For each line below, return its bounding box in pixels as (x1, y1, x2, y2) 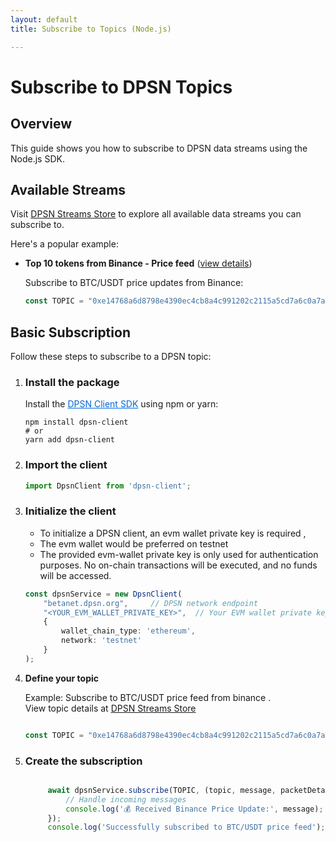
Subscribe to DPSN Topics (10, 76, 233, 98)
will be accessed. (39, 569, 112, 581)
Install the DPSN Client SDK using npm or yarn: (24, 398, 219, 410)
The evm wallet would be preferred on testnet (39, 537, 229, 550)
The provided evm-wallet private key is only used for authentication (39, 548, 319, 560)
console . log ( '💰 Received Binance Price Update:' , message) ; (65, 804, 324, 814)
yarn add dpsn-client (24, 435, 115, 445)
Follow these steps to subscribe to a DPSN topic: (10, 351, 212, 362)
